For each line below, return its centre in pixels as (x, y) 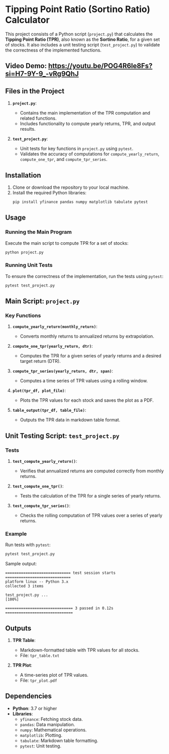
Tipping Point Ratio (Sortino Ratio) (78, 9)
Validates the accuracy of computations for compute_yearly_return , (90, 154)
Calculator (27, 20)
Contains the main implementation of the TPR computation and (85, 113)
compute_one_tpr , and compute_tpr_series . (64, 159)
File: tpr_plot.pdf (38, 680)
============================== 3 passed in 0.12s (59, 608)
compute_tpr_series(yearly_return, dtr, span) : (63, 371)
